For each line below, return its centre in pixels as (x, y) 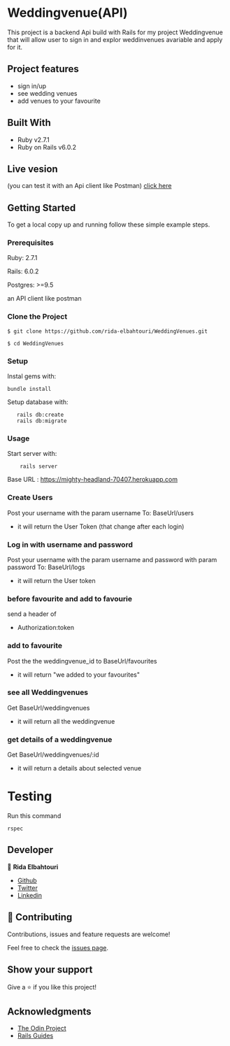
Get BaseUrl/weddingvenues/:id (53, 755)
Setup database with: (38, 402)
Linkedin (30, 895)
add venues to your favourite (59, 101)
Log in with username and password (70, 545)
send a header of (32, 614)
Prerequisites (30, 243)
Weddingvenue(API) (67, 13)
